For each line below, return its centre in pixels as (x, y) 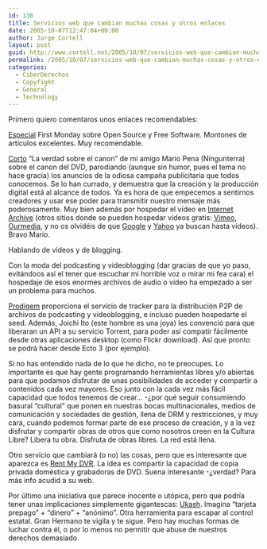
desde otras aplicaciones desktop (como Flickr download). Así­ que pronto (129, 340)
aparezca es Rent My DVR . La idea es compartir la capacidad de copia (124, 464)
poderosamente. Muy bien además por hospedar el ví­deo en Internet (121, 209)
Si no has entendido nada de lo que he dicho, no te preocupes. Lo (116, 364)
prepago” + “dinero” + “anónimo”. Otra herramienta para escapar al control (131, 512)
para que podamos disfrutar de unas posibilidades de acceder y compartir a (133, 381)
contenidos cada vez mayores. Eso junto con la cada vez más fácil (117, 389)
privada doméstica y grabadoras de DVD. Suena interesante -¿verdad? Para (132, 472)
